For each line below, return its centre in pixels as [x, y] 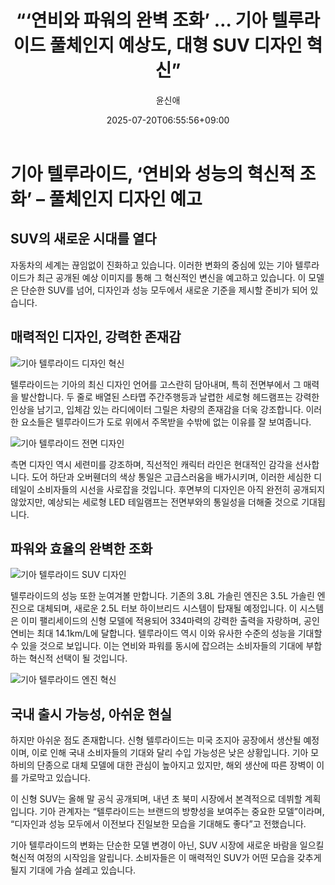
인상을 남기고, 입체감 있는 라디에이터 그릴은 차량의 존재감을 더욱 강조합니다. [157, 409]
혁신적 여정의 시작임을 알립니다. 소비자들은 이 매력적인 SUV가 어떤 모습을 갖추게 [166, 858]
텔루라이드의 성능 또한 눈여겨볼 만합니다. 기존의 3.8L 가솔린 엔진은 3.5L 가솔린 [162, 596]
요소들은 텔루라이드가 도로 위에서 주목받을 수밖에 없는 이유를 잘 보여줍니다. [166, 422]
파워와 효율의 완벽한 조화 [81, 548]
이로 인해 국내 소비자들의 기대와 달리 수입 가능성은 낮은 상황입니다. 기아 [170, 753]
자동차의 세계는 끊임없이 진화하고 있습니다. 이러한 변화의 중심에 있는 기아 [151, 265]
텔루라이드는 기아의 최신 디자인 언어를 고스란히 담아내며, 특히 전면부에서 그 [156, 384]
